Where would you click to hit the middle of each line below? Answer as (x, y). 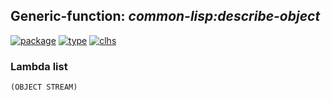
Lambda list (39, 66)
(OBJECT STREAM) (44, 87)
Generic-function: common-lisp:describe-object (165, 16)
